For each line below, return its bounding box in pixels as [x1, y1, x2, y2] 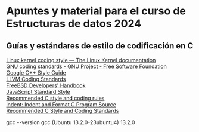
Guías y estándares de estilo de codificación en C [6, 41, 194, 51]
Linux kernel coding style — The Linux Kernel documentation [6, 57, 156, 63]
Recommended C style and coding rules [6, 94, 105, 102]
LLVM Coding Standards [6, 76, 66, 82]
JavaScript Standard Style [6, 88, 70, 95]
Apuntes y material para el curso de [6, 4, 186, 18]
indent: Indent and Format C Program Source [6, 101, 116, 108]
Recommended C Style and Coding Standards [6, 108, 119, 114]
